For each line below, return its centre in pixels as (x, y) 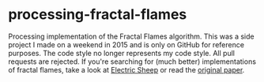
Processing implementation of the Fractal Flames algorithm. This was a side (131, 36)
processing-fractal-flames (98, 15)
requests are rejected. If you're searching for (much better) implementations (132, 61)
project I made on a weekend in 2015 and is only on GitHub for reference (126, 44)
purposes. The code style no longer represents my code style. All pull (122, 53)
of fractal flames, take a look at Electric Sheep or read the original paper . (126, 69)
